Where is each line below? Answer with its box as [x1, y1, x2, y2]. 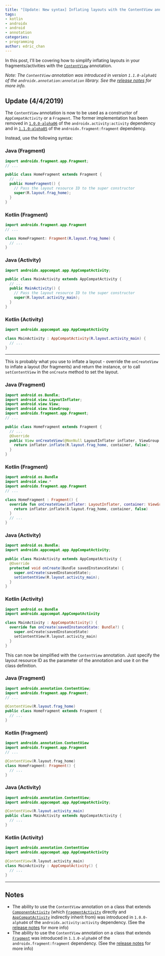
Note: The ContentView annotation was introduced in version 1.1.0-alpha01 [5, 72, 157, 78]
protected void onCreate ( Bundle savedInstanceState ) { [9, 565, 124, 570]
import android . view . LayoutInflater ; [5, 397, 82, 402]
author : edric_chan [5, 44, 45, 49]
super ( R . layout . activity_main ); [14, 295, 80, 300]
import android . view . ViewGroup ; [5, 406, 71, 411]
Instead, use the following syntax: [5, 135, 73, 141]
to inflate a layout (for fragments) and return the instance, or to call [5, 364, 140, 370]
